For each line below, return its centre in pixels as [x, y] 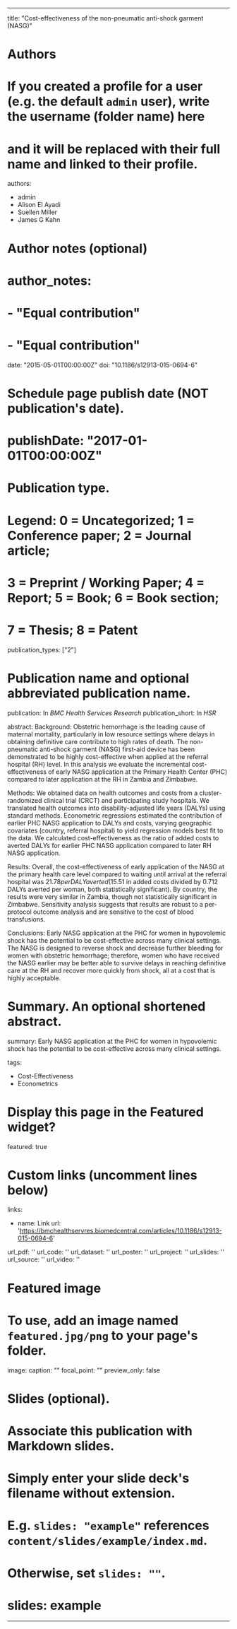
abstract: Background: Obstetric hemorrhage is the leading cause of [107, 727]
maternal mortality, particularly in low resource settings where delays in [111, 734]
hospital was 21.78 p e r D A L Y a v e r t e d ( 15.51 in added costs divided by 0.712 [113, 881]
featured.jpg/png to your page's [103, 1335]
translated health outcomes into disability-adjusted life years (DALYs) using [116, 808]
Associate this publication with [100, 1431]
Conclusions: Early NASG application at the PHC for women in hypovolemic [117, 933]
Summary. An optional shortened [107, 1006]
